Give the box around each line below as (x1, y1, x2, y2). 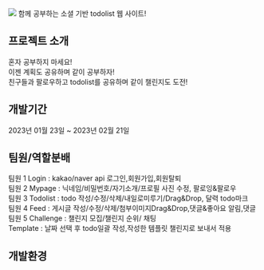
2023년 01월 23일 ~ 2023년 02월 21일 (8, 125, 130, 135)
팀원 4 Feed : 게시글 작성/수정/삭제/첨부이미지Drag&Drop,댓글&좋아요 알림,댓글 (8, 204, 257, 213)
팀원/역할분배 (8, 151, 71, 165)
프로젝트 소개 (8, 34, 69, 48)
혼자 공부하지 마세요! (8, 57, 73, 66)
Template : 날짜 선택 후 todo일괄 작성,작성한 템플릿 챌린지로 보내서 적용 (8, 224, 232, 233)
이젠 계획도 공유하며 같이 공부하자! (8, 67, 115, 77)
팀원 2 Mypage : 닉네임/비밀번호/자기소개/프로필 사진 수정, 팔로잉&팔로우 (8, 184, 237, 193)
